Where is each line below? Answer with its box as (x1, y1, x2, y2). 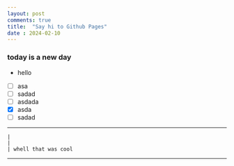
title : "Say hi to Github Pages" (7, 23, 108, 30)
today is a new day (7, 53, 72, 63)
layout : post (7, 10, 45, 17)
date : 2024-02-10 (7, 29, 61, 37)
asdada (17, 97, 39, 106)
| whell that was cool (7, 145, 73, 153)
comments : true (7, 17, 52, 24)
